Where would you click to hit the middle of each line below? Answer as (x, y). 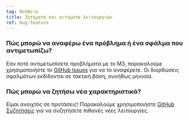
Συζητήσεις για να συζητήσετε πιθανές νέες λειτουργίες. (78, 111)
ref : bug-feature (28, 22)
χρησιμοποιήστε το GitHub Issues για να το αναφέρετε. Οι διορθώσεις (93, 70)
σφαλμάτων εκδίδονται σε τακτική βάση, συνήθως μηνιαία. (79, 76)
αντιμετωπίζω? (29, 51)
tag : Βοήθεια (22, 12)
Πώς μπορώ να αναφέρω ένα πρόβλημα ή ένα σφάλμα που (94, 43)
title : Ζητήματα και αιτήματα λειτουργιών (59, 17)
